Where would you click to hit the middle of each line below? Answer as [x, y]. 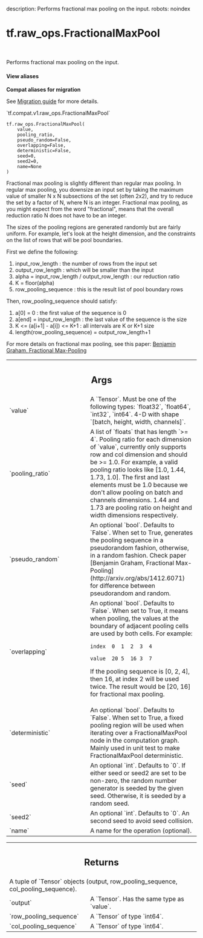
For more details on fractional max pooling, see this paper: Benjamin [91, 344]
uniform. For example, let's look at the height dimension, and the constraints [101, 234]
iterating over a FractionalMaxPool [139, 732]
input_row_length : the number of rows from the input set [86, 264]
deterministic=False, [44, 151]
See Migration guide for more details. [53, 101]
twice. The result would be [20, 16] [140, 686]
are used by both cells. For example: [141, 633]
